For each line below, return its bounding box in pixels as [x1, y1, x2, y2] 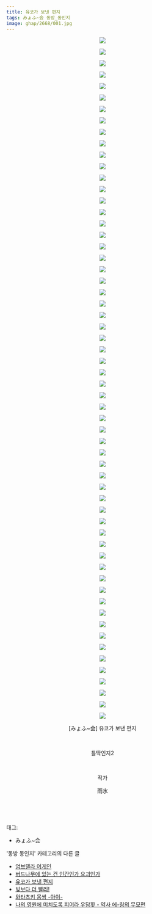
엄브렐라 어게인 [15, 863, 52, 870]
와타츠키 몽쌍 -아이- [15, 893, 63, 901]
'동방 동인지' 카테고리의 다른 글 [6, 850, 80, 857]
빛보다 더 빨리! [15, 886, 50, 893]
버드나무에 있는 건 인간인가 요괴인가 [15, 871, 101, 878]
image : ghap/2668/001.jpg [6, 20, 72, 26]
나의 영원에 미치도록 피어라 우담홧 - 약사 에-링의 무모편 [15, 901, 146, 909]
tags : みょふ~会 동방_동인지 [6, 15, 70, 21]
